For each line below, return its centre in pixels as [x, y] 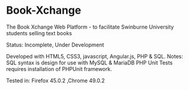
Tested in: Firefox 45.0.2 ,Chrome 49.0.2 [56, 80]
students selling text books [39, 33]
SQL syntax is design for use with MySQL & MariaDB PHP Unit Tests [89, 63]
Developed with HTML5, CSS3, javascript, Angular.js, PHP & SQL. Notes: [94, 56]
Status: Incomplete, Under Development [55, 45]
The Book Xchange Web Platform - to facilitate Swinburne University [90, 27]
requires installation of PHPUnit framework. [59, 69]
